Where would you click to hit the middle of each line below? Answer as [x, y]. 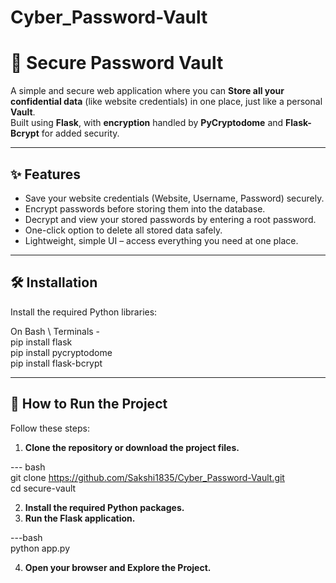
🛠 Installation [54, 282]
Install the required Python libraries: [84, 312]
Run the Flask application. [80, 518]
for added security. [80, 133]
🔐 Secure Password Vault [117, 63]
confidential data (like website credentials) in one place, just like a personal [166, 102]
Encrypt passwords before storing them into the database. [145, 208]
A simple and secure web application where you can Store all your [147, 91]
